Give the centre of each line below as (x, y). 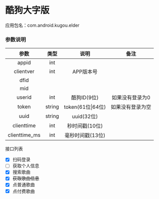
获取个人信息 (26, 166)
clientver (24, 72)
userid (24, 97)
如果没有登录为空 (131, 107)
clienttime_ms (24, 135)
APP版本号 (85, 72)
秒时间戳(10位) (85, 126)
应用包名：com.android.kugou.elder (42, 25)
